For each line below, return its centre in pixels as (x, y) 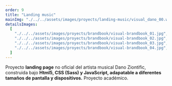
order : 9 (15, 10)
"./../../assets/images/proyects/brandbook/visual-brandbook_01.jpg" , (91, 34)
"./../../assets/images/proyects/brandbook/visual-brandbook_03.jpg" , (91, 43)
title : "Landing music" (31, 15)
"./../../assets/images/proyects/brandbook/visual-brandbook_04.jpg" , (91, 48)
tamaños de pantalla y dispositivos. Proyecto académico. (67, 78)
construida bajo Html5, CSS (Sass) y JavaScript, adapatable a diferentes (83, 72)
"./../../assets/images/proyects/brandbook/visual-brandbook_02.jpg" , (91, 39)
